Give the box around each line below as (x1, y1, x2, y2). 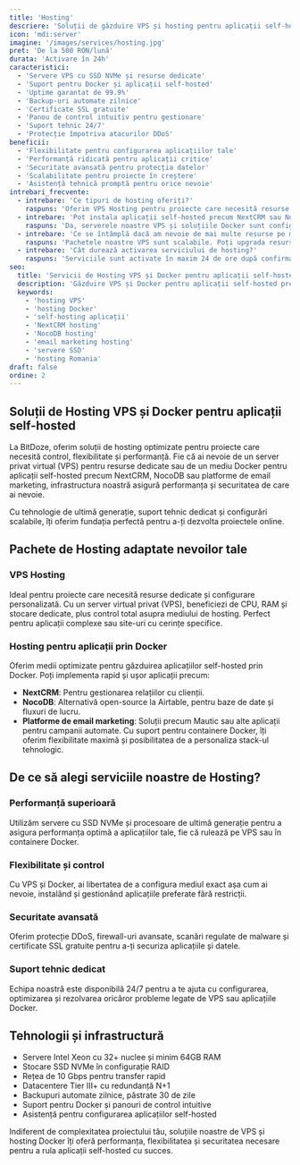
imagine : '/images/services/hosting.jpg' (9, 38, 166, 47)
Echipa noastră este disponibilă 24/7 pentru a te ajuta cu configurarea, (9, 983, 269, 994)
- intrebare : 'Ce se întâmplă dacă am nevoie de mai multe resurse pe (17, 229, 286, 238)
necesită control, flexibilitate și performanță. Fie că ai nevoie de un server (9, 451, 279, 462)
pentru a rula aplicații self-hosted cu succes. (9, 1145, 173, 1156)
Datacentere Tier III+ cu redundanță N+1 (21, 1080, 171, 1092)
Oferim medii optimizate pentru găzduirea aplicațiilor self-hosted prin (9, 660, 263, 671)
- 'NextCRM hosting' (25, 321, 102, 330)
